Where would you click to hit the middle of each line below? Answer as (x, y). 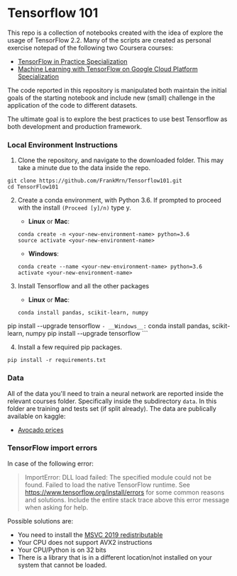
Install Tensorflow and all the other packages (83, 286)
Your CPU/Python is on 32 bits (62, 550)
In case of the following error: (51, 463)
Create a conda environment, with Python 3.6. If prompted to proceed (119, 201)
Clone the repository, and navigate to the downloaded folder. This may (121, 160)
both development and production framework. (75, 126)
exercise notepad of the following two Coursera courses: (90, 47)
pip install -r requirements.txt (57, 360)
